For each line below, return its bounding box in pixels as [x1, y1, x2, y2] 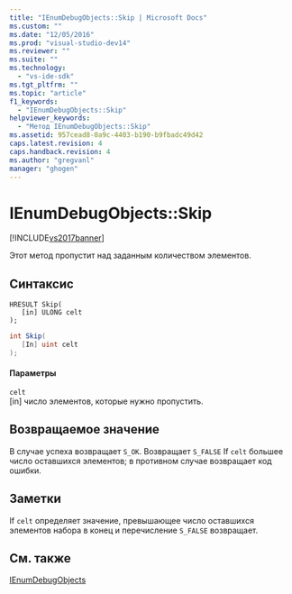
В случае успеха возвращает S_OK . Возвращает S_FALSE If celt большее [9, 445, 284, 456]
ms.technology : [9, 64, 67, 73]
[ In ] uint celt [21, 340, 78, 349]
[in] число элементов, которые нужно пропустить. [9, 396, 205, 407]
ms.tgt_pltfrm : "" [9, 80, 78, 89]
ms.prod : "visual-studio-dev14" [9, 38, 131, 48]
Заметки [9, 491, 61, 507]
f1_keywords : [9, 96, 59, 106]
